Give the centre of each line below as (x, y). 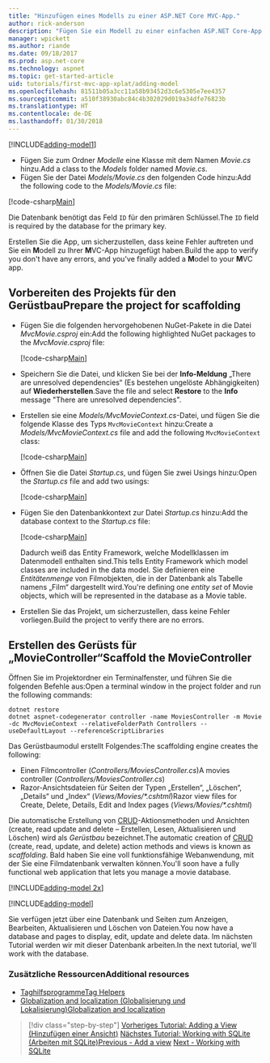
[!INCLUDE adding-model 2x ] (56, 887)
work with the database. (49, 954)
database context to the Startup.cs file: (85, 521)
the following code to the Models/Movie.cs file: (98, 186)
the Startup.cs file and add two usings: (84, 481)
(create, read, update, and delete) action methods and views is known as (130, 846)
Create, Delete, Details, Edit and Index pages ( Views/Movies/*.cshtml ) (136, 805)
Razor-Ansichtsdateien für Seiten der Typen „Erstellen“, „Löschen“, (131, 788)
